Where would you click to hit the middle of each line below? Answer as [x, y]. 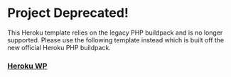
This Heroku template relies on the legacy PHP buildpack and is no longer [115, 32]
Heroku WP [27, 66]
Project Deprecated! [68, 13]
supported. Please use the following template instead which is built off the [116, 40]
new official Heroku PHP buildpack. [59, 47]
